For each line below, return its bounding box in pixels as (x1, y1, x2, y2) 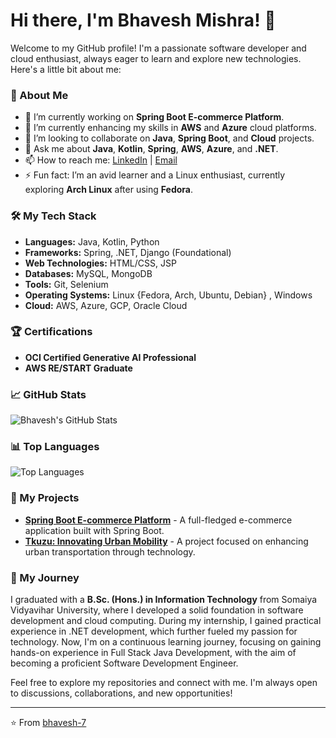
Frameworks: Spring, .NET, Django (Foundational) (24, 246, 232, 258)
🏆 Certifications (10, 325, 93, 339)
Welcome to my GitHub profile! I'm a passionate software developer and (10, 42, 307, 54)
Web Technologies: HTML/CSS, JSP (24, 257, 177, 269)
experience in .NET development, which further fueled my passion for (10, 625, 298, 638)
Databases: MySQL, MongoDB (24, 267, 153, 279)
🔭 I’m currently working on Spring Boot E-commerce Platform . (24, 111, 285, 123)
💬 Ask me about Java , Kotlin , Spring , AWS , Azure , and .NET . (24, 143, 279, 155)
